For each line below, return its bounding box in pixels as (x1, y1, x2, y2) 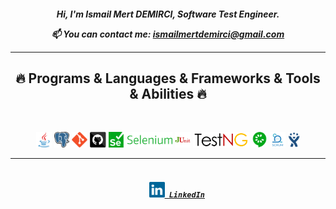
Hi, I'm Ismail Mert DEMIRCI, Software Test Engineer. (56, 8, 280, 20)
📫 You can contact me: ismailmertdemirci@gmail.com (51, 28, 285, 40)
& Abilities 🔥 (129, 85, 207, 102)
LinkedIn (168, 190, 205, 200)
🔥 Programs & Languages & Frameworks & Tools (15, 70, 321, 87)
